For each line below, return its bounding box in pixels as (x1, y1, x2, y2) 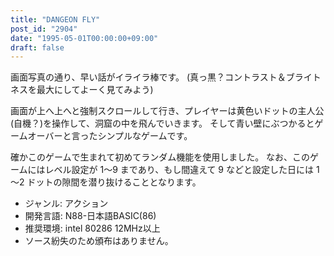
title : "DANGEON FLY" (10, 14, 101, 25)
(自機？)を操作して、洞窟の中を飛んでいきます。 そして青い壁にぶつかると (10, 117, 315, 130)
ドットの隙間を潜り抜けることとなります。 (26, 176, 202, 188)
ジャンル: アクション (24, 197, 109, 210)
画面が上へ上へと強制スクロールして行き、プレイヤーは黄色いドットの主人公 (10, 105, 325, 117)
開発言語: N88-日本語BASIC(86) (24, 210, 157, 222)
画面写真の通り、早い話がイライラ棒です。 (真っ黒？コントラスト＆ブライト (10, 71, 322, 83)
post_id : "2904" (10, 24, 78, 34)
